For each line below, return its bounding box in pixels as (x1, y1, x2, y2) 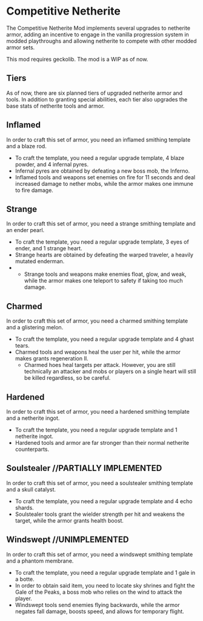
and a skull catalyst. (6, 485, 56, 493)
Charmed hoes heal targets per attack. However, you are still (24, 362, 176, 369)
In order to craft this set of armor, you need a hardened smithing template (6, 408, 190, 415)
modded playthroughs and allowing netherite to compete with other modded (6, 37, 197, 44)
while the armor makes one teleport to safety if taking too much (24, 277, 183, 284)
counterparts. (15, 445, 50, 453)
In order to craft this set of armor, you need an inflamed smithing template (6, 136, 191, 143)
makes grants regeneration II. (15, 355, 89, 362)
